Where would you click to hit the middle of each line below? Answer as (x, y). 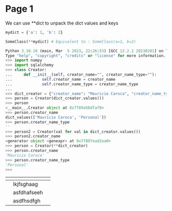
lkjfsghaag (26, 184)
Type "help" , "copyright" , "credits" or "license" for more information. (86, 56)
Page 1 (19, 9)
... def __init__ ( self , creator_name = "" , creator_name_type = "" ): (81, 75)
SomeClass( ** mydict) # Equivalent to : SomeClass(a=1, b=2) (71, 41)
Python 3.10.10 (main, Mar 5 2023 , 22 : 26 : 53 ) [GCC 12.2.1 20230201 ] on (84, 51)
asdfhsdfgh (27, 201)
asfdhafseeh (28, 193)
